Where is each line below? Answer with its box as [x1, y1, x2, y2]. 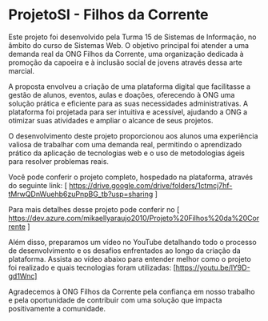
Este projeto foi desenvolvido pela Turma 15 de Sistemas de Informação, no [8, 32, 257, 42]
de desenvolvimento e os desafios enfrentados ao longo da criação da [8, 246, 242, 255]
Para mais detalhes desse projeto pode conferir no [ [8, 204, 180, 214]
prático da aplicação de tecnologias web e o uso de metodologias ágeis [8, 148, 246, 158]
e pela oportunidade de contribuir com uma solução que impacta [8, 295, 222, 305]
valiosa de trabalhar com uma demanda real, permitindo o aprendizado [8, 139, 242, 149]
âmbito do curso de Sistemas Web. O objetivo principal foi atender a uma [8, 40, 250, 50]
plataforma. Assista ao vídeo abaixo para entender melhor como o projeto [8, 254, 252, 263]
